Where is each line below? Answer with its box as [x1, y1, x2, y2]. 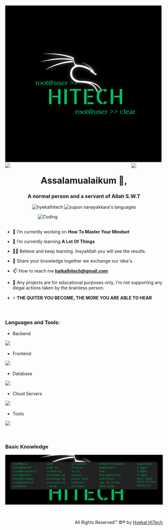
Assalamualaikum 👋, [40, 175, 127, 186]
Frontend [12, 350, 31, 356]
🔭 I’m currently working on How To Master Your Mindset [12, 229, 130, 235]
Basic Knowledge [5, 443, 48, 450]
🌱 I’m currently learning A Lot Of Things [12, 238, 95, 244]
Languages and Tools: [5, 319, 60, 326]
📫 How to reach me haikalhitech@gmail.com [12, 268, 108, 274]
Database [12, 370, 32, 376]
